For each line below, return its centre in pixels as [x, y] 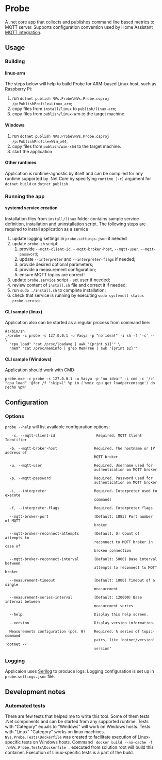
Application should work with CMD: [40, 370]
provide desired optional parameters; [56, 264]
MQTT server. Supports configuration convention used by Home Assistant [79, 27]
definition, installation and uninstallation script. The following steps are [75, 224]
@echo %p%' [16, 387]
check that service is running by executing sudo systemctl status [78, 295]
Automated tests [25, 706]
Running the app [25, 196]
